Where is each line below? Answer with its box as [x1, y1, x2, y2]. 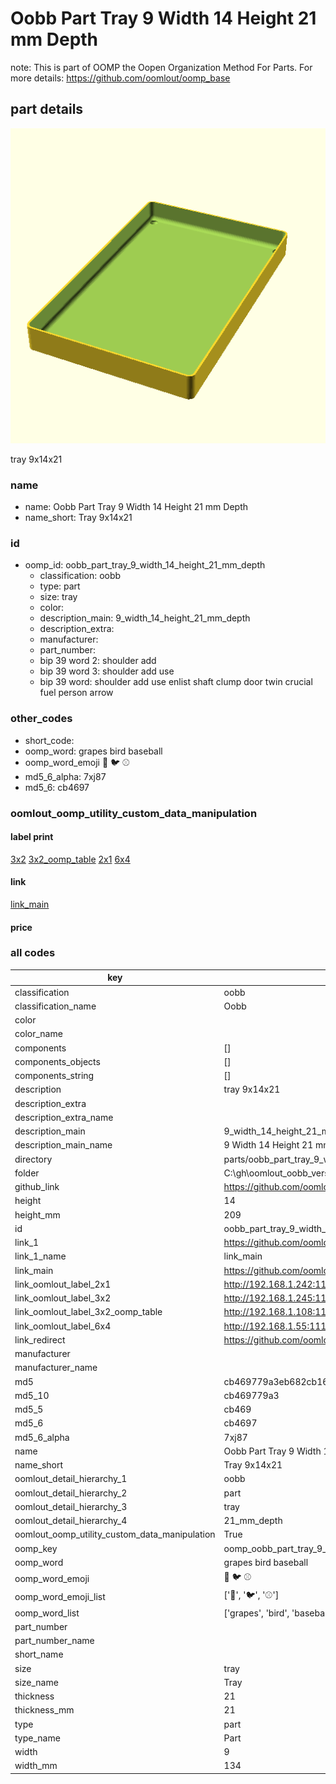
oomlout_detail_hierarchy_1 [14, 1473, 128, 1485]
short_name [14, 1648, 64, 1661]
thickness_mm [14, 1704, 75, 1716]
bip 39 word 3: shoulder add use [39, 665, 175, 677]
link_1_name [14, 1250, 67, 1262]
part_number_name [14, 1635, 95, 1647]
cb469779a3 [223, 1389, 280, 1401]
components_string [14, 1070, 95, 1082]
